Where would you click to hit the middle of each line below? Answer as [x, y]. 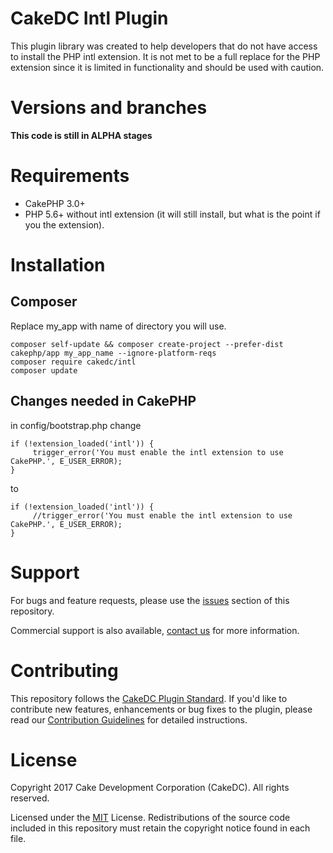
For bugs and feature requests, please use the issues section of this [150, 600]
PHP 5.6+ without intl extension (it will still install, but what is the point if [172, 214]
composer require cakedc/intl [73, 362]
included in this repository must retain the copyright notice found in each [160, 828]
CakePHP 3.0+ [55, 203]
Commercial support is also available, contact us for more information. [155, 630]
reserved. [30, 798]
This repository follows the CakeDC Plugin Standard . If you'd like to [149, 698]
